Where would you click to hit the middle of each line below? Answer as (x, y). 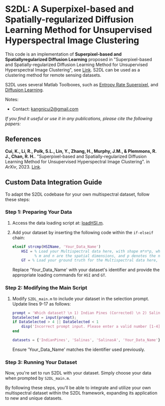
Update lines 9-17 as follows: (42, 304)
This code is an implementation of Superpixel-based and (64, 54)
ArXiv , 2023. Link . (23, 167)
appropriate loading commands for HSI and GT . (59, 275)
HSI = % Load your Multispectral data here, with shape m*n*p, (88, 251)
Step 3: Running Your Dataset (41, 362)
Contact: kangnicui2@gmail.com (45, 109)
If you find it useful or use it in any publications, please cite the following (79, 118)
